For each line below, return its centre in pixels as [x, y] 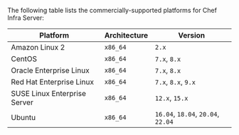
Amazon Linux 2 [38, 47]
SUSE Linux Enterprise [49, 93]
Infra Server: [26, 18]
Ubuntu [23, 118]
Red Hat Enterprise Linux [53, 82]
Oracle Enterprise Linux [51, 70]
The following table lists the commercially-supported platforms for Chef [112, 10]
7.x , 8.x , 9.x [175, 82]
